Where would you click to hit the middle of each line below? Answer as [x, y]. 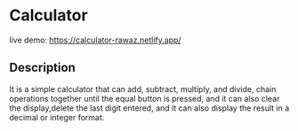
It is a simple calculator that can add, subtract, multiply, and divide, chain [143, 89]
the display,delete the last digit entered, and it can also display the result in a [149, 108]
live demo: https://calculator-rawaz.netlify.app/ [95, 40]
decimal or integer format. [57, 117]
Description [42, 68]
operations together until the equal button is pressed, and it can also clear [145, 98]
